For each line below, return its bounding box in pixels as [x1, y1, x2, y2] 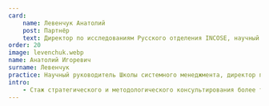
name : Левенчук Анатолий [22, 19, 106, 27]
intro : [8, 78, 30, 86]
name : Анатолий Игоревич [8, 57, 91, 65]
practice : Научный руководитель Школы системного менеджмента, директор [8, 71, 256, 79]
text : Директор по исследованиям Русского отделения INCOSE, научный [22, 33, 260, 42]
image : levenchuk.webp [8, 49, 84, 57]
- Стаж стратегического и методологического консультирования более [22, 85, 256, 94]
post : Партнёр [22, 26, 70, 34]
